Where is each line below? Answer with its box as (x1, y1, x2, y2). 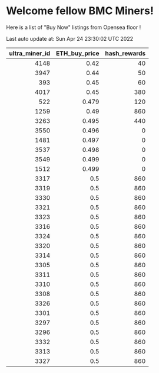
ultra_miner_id (9, 49, 51, 57)
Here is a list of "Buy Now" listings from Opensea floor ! (6, 24, 141, 31)
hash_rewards (105, 49, 146, 57)
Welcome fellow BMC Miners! (6, 4, 154, 18)
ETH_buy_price (55, 49, 100, 57)
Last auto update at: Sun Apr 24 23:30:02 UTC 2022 (6, 35, 134, 42)
